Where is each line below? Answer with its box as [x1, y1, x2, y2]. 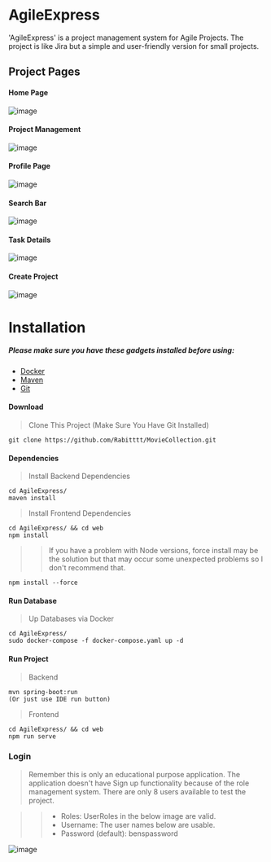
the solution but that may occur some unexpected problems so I [48, 554, 264, 564]
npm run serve [8, 732, 57, 741]
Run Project [8, 653, 49, 663]
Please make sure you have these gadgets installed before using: [8, 345, 234, 355]
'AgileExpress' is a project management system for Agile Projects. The [8, 33, 244, 42]
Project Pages [8, 65, 81, 79]
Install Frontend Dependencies [28, 508, 132, 518]
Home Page [8, 87, 49, 97]
